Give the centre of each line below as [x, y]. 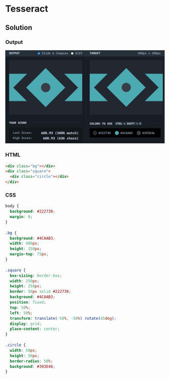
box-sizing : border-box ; [36, 276]
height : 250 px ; [26, 286]
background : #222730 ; [33, 212]
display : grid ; [26, 324]
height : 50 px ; [25, 356]
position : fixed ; [28, 302]
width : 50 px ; [24, 350]
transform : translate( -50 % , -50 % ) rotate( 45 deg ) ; [63, 318]
